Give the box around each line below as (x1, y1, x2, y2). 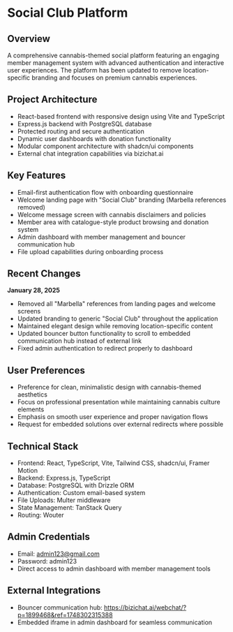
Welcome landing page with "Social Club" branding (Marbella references (17, 196, 227, 204)
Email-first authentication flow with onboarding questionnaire (17, 188, 194, 196)
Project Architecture (7, 94, 98, 105)
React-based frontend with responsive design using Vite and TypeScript (17, 112, 225, 120)
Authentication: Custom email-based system (17, 489, 146, 497)
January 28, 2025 (7, 286, 61, 295)
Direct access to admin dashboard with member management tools (17, 564, 211, 573)
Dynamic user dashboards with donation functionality (17, 134, 172, 142)
